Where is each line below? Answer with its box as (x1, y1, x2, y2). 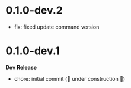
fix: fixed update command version (14, 23, 100, 30)
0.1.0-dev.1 (5, 44, 60, 58)
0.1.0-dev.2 (5, 4, 63, 17)
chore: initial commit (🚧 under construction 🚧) (14, 75, 126, 82)
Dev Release (5, 64, 37, 71)
